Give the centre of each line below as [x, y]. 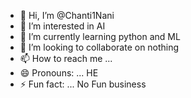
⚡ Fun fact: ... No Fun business [83, 84]
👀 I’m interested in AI [62, 26]
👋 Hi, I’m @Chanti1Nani [67, 15]
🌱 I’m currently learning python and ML [100, 36]
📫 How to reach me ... [66, 58]
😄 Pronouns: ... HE [59, 73]
